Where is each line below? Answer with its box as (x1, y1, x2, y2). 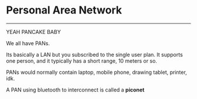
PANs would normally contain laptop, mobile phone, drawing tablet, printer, (6, 69, 188, 76)
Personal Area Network (6, 4, 122, 17)
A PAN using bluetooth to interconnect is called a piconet (6, 86, 145, 93)
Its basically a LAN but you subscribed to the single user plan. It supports (6, 51, 183, 58)
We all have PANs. (6, 39, 50, 47)
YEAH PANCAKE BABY (6, 28, 61, 35)
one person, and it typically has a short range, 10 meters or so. (6, 57, 157, 64)
